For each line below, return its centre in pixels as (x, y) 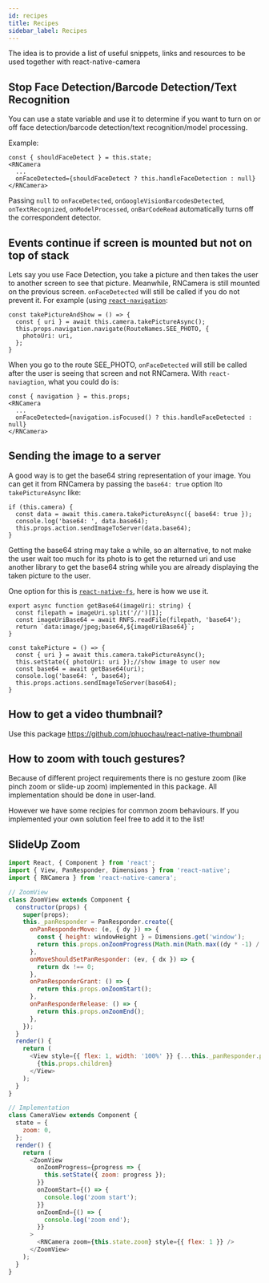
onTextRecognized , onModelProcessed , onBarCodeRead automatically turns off (131, 209)
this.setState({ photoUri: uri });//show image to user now (118, 662)
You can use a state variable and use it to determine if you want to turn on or (135, 119)
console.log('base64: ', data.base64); (82, 521)
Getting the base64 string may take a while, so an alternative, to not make (130, 550)
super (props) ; (46, 914)
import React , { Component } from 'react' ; (82, 863)
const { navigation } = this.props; (69, 397)
